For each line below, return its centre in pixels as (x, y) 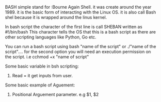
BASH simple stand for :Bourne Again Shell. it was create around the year (78, 7)
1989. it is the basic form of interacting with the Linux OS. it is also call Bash (80, 12)
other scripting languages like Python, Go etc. (51, 37)
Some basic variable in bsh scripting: (42, 66)
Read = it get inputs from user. (42, 76)
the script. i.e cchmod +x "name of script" (47, 57)
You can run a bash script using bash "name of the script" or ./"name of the (80, 46)
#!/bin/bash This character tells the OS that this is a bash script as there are (80, 32)
